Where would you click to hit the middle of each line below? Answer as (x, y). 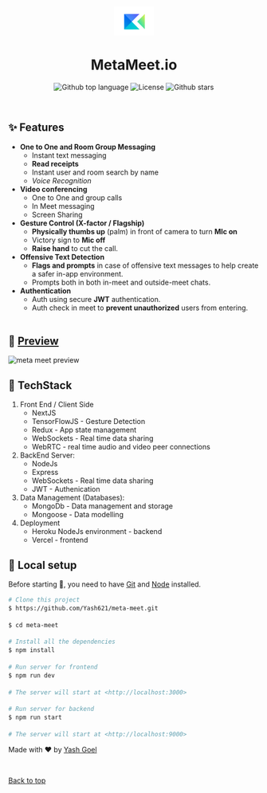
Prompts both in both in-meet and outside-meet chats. (121, 282)
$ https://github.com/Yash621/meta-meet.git (83, 608)
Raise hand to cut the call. (75, 248)
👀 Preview (33, 341)
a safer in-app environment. (77, 273)
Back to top (27, 780)
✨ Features (36, 128)
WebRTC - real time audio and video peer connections (121, 447)
